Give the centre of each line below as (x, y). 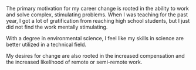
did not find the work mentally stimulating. (57, 27)
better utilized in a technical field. (46, 44)
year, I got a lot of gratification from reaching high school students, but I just (98, 21)
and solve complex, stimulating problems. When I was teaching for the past (97, 15)
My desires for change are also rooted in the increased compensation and (95, 56)
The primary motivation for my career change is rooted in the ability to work (97, 8)
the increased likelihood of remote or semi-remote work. (74, 62)
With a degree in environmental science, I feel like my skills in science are (95, 38)
